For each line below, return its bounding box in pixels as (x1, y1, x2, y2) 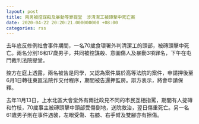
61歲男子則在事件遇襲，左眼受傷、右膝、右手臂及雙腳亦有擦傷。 (6, 112, 163, 119)
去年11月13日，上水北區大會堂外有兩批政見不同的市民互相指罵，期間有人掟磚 (6, 97, 193, 104)
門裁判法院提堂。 (6, 57, 48, 64)
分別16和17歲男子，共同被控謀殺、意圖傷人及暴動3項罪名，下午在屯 (26, 50, 192, 57)
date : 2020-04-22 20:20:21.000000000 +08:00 (6, 19, 118, 25)
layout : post (6, 8, 39, 15)
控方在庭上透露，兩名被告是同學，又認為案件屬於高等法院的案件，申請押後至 (6, 69, 194, 77)
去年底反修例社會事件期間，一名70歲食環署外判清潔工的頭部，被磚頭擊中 (6, 42, 184, 49)
